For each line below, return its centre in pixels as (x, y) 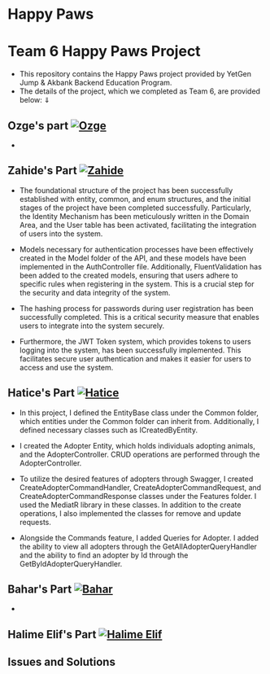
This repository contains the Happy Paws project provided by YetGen (135, 74)
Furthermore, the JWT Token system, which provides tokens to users (135, 341)
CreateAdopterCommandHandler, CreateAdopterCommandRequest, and (140, 487)
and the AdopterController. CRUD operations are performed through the (139, 454)
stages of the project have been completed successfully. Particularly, (135, 208)
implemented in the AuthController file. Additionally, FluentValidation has (140, 266)
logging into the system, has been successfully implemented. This (130, 350)
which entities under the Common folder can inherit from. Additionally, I (139, 421)
